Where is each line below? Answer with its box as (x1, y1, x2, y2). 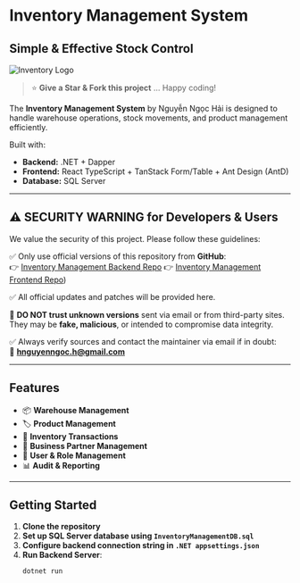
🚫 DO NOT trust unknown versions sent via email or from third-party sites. (9, 309, 285, 320)
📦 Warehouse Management (21, 404, 129, 415)
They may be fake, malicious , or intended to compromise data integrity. (9, 319, 274, 329)
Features (9, 380, 60, 396)
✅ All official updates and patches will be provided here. (9, 291, 216, 302)
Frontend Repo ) (9, 274, 67, 285)
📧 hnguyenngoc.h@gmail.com (9, 346, 125, 357)
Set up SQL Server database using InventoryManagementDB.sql (21, 530, 254, 541)
